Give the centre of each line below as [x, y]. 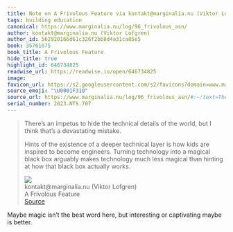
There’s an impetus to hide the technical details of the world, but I [118, 123]
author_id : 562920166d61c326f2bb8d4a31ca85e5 [74, 39]
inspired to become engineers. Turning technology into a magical [117, 151]
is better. [20, 222]
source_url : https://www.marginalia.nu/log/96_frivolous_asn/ [99, 98]
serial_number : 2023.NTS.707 [49, 104]
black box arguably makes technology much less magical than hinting [123, 159]
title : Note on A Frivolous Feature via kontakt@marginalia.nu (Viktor [113, 14]
